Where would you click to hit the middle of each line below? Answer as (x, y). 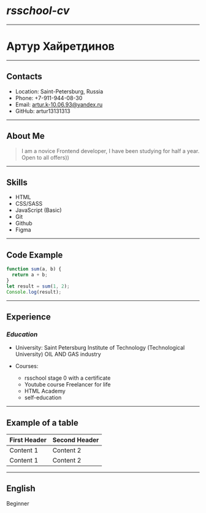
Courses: (27, 366)
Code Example (35, 255)
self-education (43, 397)
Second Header (76, 440)
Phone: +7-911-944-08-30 (49, 98)
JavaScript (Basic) (38, 210)
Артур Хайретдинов (60, 46)
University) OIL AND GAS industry (58, 354)
